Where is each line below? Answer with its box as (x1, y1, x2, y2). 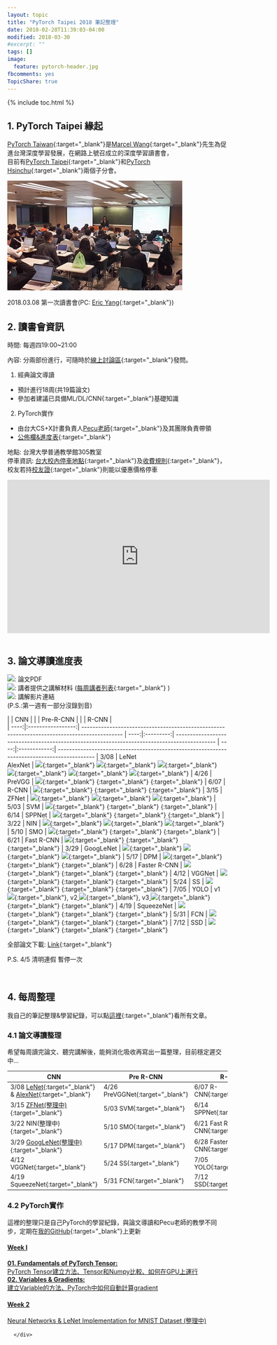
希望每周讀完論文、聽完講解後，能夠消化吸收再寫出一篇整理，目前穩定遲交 (7, 1048, 222, 1056)
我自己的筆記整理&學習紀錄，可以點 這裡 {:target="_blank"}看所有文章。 (7, 1011, 211, 1019)
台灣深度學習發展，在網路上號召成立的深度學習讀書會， (13, 149, 173, 157)
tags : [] (7, 48, 33, 55)
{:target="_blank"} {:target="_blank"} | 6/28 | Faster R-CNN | (7, 860, 183, 869)
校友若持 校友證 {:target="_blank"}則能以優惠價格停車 (7, 465, 158, 474)
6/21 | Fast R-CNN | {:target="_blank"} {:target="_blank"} (7, 836, 179, 844)
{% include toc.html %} (7, 98, 75, 107)
